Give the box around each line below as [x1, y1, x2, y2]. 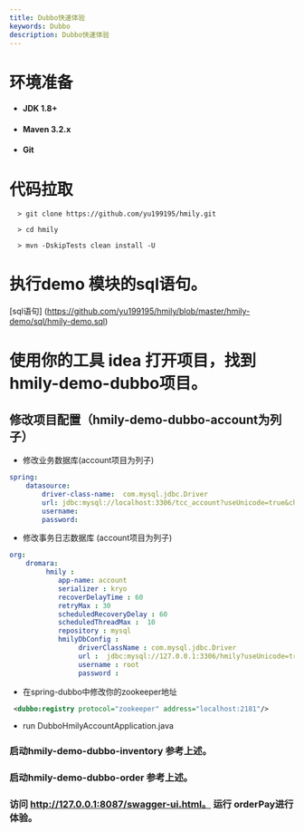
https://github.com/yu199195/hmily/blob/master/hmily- [46, 305, 251, 317]
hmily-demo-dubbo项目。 [9, 373, 208, 394]
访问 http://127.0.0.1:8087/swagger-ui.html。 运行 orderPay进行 [9, 798, 294, 811]
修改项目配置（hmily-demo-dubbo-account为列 [9, 411, 282, 427]
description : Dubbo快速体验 [9, 30, 110, 39]
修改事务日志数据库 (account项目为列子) [22, 532, 173, 544]
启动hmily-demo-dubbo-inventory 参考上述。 [9, 745, 213, 758]
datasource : [25, 481, 71, 490]
